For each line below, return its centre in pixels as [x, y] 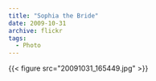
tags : [17, 38]
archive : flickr [35, 30]
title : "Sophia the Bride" [53, 16]
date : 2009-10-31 [37, 23]
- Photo [29, 46]
